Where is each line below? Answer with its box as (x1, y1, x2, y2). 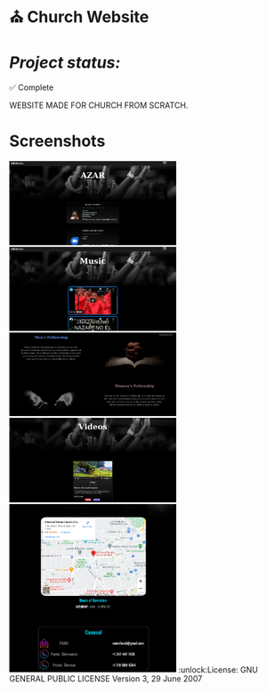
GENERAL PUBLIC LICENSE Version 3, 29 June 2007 (9, 673, 203, 684)
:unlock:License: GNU (177, 664, 258, 675)
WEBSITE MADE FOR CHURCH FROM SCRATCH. (9, 100, 189, 110)
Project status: (9, 53, 121, 73)
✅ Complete (9, 82, 54, 93)
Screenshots (9, 131, 106, 151)
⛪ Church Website (9, 7, 150, 28)
